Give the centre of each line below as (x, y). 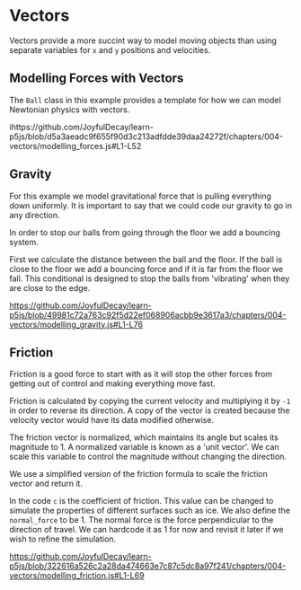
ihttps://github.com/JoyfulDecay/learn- (82, 127)
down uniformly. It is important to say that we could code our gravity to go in (151, 205)
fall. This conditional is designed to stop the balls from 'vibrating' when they (150, 278)
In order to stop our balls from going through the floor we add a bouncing (145, 232)
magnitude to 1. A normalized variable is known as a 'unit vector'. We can (145, 447)
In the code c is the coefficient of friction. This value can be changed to (142, 501)
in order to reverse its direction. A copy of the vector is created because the (150, 410)
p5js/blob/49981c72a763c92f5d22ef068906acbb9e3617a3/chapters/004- (148, 314)
